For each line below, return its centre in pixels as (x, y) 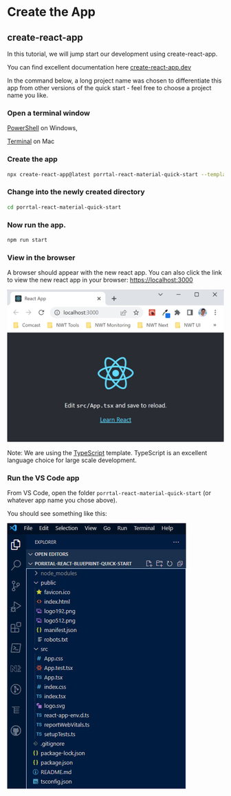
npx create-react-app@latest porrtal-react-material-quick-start (102, 174)
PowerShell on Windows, (42, 128)
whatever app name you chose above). (62, 501)
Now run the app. (37, 224)
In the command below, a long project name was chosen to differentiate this (114, 81)
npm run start (27, 240)
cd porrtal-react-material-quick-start (64, 207)
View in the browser (41, 258)
